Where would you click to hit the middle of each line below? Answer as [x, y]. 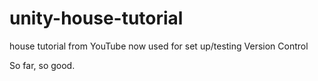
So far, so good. [42, 65]
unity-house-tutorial [96, 18]
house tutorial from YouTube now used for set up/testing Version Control [159, 46]
